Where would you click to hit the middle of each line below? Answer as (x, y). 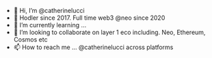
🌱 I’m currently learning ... (50, 25)
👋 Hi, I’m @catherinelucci (49, 11)
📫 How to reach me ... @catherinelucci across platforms (93, 47)
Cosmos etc (30, 40)
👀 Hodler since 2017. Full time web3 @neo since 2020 (89, 18)
